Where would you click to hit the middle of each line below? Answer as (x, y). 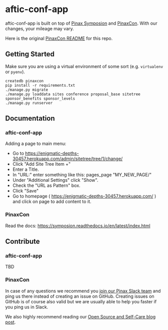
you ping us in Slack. (27, 307)
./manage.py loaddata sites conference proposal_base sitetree (73, 94)
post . (11, 322)
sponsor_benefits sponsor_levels (40, 98)
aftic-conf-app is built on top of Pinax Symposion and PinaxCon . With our (81, 23)
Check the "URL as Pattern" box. (46, 185)
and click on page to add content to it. (52, 202)
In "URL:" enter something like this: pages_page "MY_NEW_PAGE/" (82, 175)
